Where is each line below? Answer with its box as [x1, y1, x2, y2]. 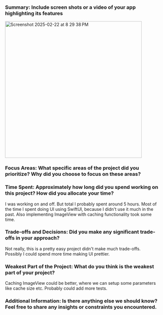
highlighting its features [5, 10, 63, 17]
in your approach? [16, 235, 60, 241]
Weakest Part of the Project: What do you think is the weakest [5, 263, 154, 270]
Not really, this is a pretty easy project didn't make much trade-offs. [5, 245, 141, 252]
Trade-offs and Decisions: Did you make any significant [5, 228, 140, 235]
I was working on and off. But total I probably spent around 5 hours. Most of [5, 201, 157, 207]
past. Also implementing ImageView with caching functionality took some [5, 211, 152, 217]
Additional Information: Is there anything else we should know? [5, 297, 158, 304]
